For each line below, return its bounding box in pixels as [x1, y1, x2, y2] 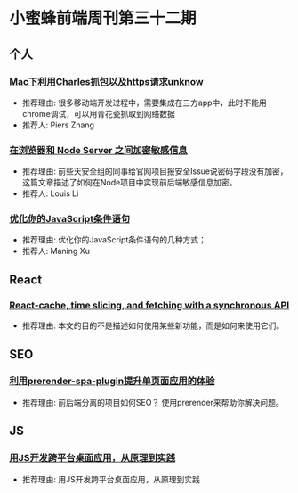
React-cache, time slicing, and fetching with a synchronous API [9, 299, 290, 311]
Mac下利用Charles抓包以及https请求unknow [9, 75, 204, 87]
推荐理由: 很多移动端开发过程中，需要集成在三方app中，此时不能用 [21, 97, 267, 108]
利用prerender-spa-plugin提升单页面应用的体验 [9, 375, 215, 388]
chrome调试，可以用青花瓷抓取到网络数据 [21, 108, 175, 119]
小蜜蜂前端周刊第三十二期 [9, 8, 197, 29]
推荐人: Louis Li [21, 188, 79, 199]
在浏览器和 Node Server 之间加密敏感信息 [9, 144, 189, 156]
